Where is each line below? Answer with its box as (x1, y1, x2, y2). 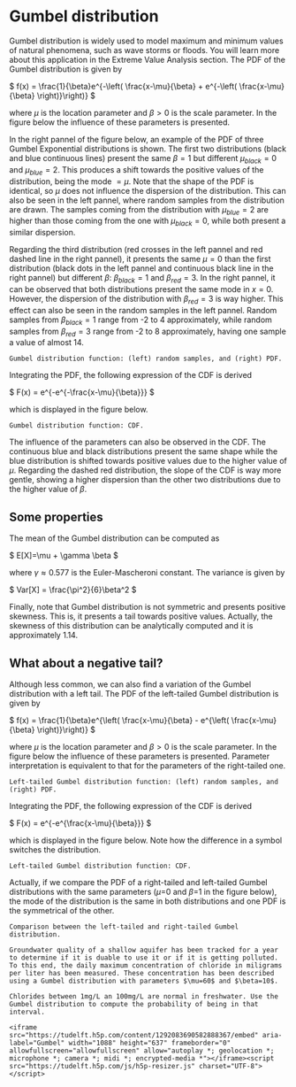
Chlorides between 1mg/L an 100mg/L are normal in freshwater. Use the (9, 991, 278, 1001)
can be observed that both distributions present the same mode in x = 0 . (9, 283, 274, 294)
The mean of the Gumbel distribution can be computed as (9, 533, 220, 543)
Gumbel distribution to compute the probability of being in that (9, 999, 259, 1008)
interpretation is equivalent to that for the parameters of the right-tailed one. (9, 759, 286, 771)
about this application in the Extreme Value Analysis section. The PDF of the (9, 54, 285, 65)
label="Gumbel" (9, 1038, 65, 1047)
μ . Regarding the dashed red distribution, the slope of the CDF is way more (9, 465, 282, 475)
